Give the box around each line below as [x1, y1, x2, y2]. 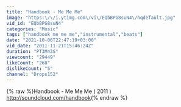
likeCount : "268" [6, 60, 51, 66]
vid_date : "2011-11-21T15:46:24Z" [6, 43, 94, 49]
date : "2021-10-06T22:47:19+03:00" [6, 37, 97, 43]
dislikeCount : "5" [6, 65, 53, 72]
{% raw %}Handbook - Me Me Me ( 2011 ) [6, 88, 112, 95]
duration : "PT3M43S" [6, 49, 59, 55]
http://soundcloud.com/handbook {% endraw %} [6, 94, 128, 102]
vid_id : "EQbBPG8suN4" [6, 20, 64, 26]
